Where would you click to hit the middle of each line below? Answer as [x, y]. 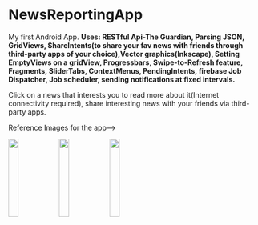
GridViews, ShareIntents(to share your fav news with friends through [126, 45]
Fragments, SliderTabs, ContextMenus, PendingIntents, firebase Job [125, 70]
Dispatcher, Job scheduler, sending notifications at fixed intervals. [122, 79]
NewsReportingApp [75, 15]
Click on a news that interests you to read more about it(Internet [114, 94]
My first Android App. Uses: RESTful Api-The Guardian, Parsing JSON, [126, 37]
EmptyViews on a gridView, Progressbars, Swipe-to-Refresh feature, [125, 62]
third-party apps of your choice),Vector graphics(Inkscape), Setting [124, 54]
